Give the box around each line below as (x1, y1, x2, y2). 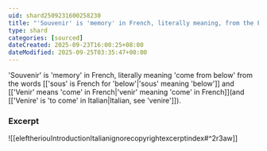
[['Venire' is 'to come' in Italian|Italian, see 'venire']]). (8, 96, 181, 105)
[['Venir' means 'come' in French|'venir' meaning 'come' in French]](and (8, 87, 245, 96)
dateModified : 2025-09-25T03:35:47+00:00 (8, 48, 148, 56)
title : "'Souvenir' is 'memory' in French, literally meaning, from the (8, 19, 254, 27)
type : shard (8, 26, 48, 34)
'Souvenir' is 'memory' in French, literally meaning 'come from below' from (8, 71, 253, 79)
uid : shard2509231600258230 (8, 11, 102, 20)
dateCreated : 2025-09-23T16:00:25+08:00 (8, 41, 145, 49)
